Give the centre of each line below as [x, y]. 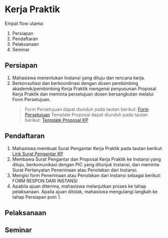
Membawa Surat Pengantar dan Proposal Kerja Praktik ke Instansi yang [86, 159]
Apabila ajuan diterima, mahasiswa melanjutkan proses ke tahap [79, 186]
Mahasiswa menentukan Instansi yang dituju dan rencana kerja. [78, 78]
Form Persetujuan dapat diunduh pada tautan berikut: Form [87, 109]
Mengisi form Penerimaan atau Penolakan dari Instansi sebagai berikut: [87, 175]
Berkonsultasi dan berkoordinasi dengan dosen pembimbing [75, 83]
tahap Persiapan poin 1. [37, 197]
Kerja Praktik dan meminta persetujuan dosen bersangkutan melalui [83, 94]
